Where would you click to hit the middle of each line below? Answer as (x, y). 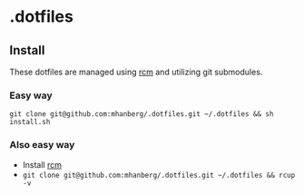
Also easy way (42, 145)
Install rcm (42, 164)
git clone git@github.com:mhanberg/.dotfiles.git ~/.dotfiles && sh (142, 114)
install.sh (30, 122)
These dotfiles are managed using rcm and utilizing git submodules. (136, 72)
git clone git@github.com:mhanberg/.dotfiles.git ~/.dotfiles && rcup (159, 175)
